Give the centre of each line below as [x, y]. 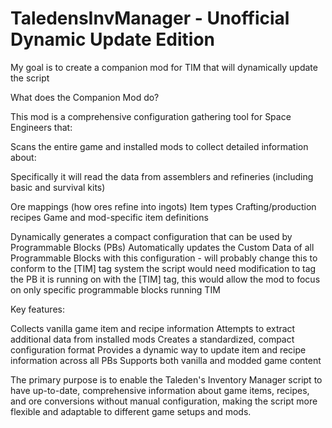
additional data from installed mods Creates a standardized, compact [152, 339]
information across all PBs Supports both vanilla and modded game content [166, 360]
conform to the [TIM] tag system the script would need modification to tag [163, 268]
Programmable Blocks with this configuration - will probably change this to [164, 258]
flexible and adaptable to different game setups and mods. [131, 411]
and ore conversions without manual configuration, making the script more [164, 401]
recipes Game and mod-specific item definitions [109, 217]
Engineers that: [41, 127]
